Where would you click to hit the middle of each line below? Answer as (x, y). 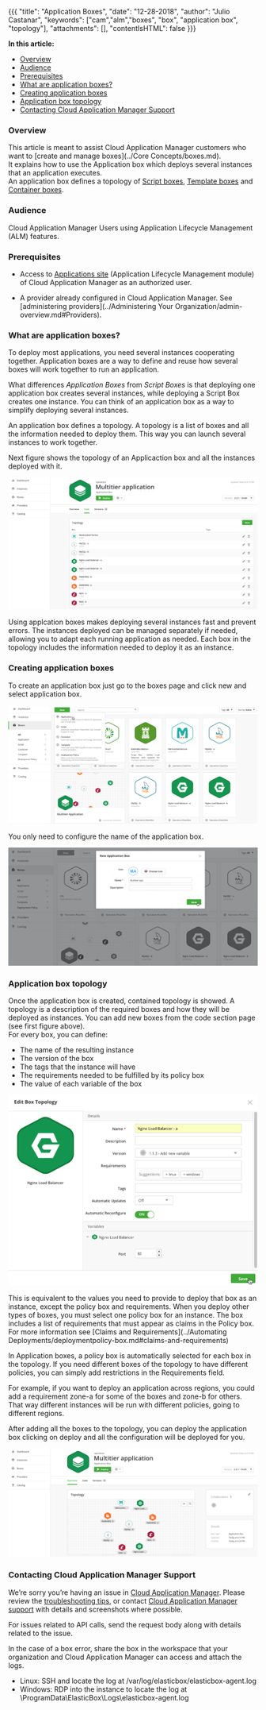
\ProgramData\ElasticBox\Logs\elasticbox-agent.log (104, 1697)
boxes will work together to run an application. (84, 369)
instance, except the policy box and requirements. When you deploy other (129, 1307)
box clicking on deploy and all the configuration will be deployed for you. (127, 1437)
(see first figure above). (47, 1026)
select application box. (45, 693)
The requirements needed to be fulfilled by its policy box (112, 1075)
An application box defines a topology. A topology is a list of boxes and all (129, 426)
